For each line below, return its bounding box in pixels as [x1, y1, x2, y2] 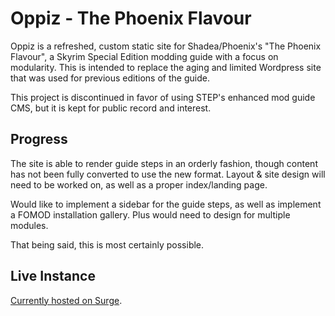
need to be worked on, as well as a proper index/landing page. [10, 178, 268, 191]
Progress [10, 131, 68, 148]
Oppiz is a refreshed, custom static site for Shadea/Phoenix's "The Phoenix [10, 40, 322, 52]
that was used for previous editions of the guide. [10, 72, 210, 84]
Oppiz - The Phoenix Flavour [10, 7, 252, 30]
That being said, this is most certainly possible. [10, 238, 205, 251]
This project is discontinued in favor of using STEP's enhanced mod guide [10, 91, 316, 103]
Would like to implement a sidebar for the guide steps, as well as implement [10, 198, 322, 210]
